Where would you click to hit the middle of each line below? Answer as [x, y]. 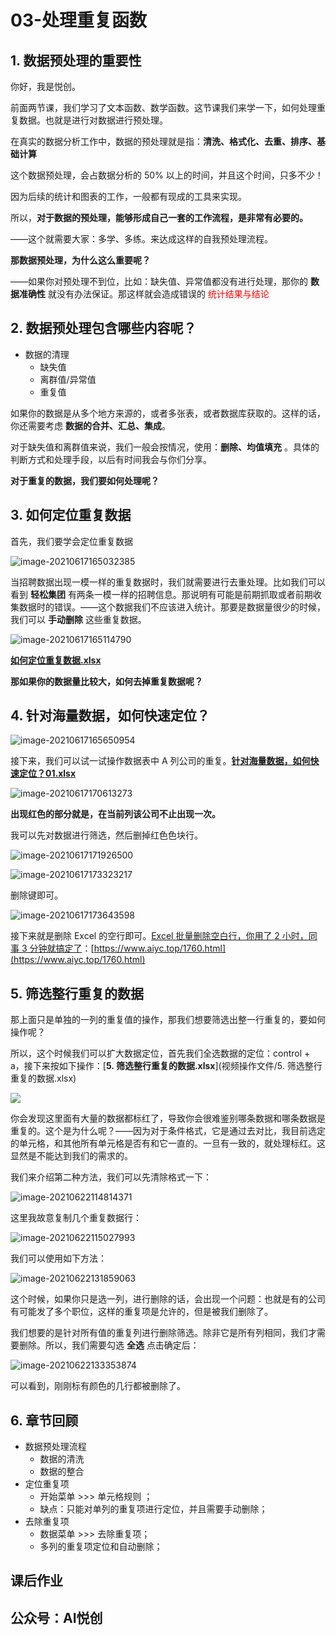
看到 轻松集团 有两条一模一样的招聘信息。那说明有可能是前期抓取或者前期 [161, 594]
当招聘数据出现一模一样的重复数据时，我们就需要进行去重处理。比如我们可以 [168, 582]
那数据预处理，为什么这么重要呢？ [80, 260]
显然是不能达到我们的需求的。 [71, 1156]
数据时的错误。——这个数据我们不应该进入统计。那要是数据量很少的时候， [172, 607]
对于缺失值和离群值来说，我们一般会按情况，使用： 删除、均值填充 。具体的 [165, 447]
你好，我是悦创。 [45, 86]
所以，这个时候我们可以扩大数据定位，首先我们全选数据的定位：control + [160, 1053]
